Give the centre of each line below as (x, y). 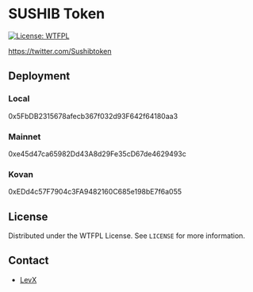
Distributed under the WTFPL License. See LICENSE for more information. (127, 236)
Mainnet (25, 136)
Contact (29, 261)
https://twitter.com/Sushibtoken (60, 51)
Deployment (39, 76)
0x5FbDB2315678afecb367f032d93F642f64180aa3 (93, 116)
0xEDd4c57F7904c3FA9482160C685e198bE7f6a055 (95, 192)
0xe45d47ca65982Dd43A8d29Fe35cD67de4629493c (97, 154)
